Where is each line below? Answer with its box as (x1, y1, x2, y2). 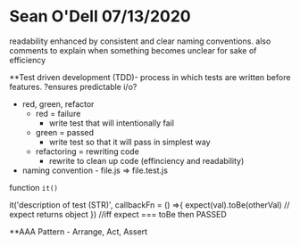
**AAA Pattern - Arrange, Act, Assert (9, 225, 148, 237)
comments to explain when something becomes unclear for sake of (9, 45, 257, 55)
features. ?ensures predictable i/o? (9, 81, 137, 92)
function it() (9, 182, 58, 193)
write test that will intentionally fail (48, 118, 174, 128)
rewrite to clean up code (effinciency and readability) (48, 155, 245, 166)
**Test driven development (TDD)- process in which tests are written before (9, 71, 291, 82)
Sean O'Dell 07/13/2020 (9, 6, 191, 27)
